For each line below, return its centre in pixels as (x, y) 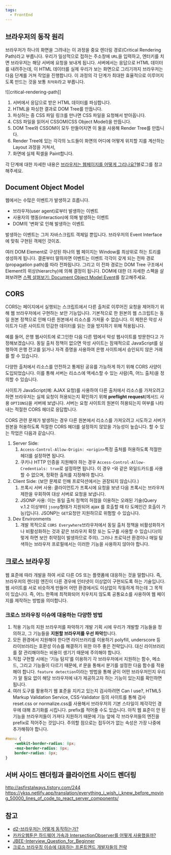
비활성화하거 (152, 525)
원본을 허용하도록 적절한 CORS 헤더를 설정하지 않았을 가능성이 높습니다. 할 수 (82, 426)
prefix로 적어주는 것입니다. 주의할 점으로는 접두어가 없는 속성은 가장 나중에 (87, 723)
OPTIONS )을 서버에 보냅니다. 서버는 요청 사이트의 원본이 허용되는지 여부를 (82, 403)
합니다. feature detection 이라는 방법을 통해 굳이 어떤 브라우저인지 (89, 672)
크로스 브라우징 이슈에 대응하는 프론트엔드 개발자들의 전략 (70, 847)
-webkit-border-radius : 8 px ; (45, 743)
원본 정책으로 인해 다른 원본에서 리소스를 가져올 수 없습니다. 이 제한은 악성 (84, 319)
